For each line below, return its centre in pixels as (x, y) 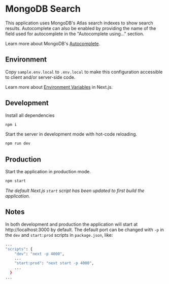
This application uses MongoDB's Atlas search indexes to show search (79, 23)
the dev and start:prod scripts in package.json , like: (59, 235)
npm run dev (18, 144)
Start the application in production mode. (48, 172)
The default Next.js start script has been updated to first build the (75, 191)
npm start (16, 181)
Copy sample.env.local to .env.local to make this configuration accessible (84, 72)
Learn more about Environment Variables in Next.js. (59, 87)
